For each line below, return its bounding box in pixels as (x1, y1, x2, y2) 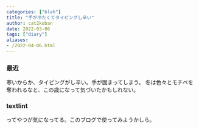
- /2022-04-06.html (6, 43, 56, 49)
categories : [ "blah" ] (6, 8, 61, 15)
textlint (6, 102, 29, 110)
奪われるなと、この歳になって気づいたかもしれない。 (6, 86, 139, 94)
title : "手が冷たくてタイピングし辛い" (6, 15, 94, 21)
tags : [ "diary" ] (6, 31, 47, 38)
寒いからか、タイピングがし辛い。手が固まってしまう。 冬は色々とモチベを (6, 79, 194, 86)
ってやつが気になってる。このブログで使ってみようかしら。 (6, 116, 155, 124)
